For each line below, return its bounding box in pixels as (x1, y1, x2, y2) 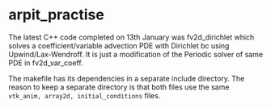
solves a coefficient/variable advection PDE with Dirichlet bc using (8, 40, 230, 50)
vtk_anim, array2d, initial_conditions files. (8, 90, 161, 100)
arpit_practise (8, 6, 105, 24)
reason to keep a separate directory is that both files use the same (8, 82, 230, 92)
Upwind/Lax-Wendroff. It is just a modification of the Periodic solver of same (8, 49, 264, 59)
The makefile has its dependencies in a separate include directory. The (8, 73, 245, 83)
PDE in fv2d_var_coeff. (8, 58, 83, 68)
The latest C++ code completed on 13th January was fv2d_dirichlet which (8, 32, 255, 42)
